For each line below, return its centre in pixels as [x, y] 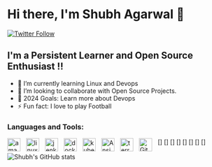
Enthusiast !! [35, 67]
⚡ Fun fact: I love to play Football [64, 106]
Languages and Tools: [45, 126]
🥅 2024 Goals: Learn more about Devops [76, 98]
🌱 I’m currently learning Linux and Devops [78, 83]
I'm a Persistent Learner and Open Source [100, 56]
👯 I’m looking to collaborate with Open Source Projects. [97, 91]
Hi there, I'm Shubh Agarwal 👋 [96, 14]
